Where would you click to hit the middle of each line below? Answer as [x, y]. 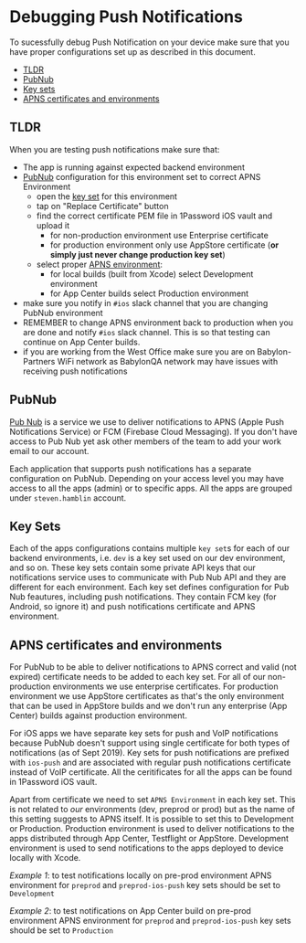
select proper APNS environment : [99, 264]
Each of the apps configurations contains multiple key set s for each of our [150, 548]
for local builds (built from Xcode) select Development [152, 274]
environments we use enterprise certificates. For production [165, 686]
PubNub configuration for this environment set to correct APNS [142, 176]
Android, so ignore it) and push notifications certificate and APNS [132, 607]
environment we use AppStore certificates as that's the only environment [147, 696]
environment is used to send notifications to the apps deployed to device [147, 848]
